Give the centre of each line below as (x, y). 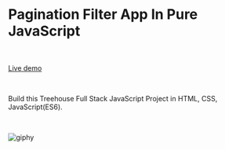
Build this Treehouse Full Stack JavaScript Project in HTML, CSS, (113, 98)
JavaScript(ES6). (35, 107)
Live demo (25, 68)
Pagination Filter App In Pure (103, 15)
